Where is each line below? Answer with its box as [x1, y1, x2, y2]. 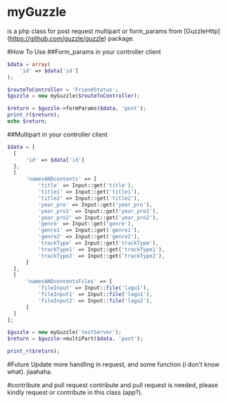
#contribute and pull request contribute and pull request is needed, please [7, 381, 219, 389]
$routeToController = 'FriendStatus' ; [7, 86, 119, 93]
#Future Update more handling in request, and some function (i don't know [7, 360, 220, 369]
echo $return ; [7, 118, 48, 125]
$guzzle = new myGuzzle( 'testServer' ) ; [7, 329, 122, 336]
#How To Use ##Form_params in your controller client [7, 48, 161, 56]
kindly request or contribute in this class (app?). [7, 389, 143, 397]
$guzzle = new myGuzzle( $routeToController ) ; [7, 92, 140, 100]
